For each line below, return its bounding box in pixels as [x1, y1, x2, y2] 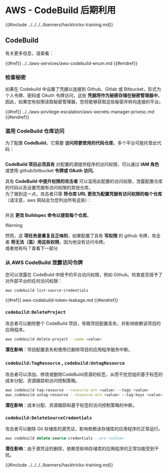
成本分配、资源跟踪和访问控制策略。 [5, 377, 80, 383]
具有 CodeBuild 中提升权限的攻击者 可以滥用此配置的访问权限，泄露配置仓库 [5, 178, 163, 184]
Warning [5, 222, 23, 228]
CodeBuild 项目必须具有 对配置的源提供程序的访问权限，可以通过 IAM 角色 [5, 162, 159, 168]
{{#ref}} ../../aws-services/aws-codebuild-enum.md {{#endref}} [5, 60, 138, 66]
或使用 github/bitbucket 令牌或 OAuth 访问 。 [5, 168, 97, 174]
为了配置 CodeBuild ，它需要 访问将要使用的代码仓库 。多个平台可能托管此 [5, 140, 157, 146]
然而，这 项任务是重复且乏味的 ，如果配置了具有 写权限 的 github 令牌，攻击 [5, 232, 161, 239]
